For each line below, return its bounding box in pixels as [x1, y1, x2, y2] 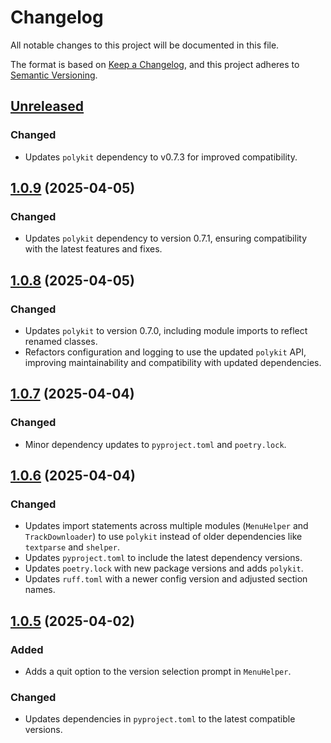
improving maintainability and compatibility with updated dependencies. [24, 357, 322, 368]
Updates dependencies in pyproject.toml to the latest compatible [24, 713, 296, 725]
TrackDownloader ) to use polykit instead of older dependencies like [24, 531, 303, 543]
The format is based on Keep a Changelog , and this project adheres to [10, 58, 300, 70]
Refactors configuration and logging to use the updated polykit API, [24, 346, 307, 358]
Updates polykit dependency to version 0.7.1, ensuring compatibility [24, 232, 308, 245]
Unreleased [10, 98, 85, 115]
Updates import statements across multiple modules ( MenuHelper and [24, 520, 309, 532]
